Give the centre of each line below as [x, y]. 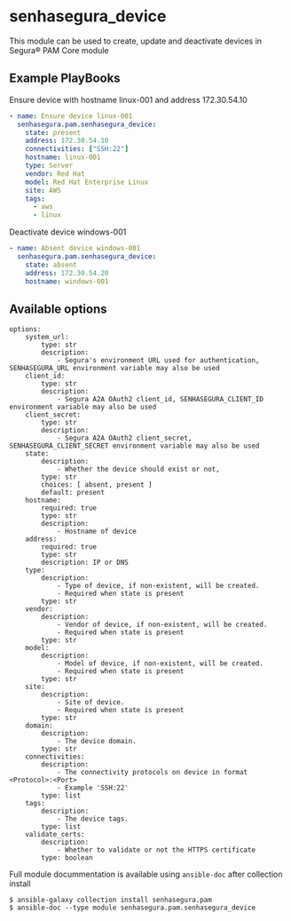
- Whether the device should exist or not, [138, 469]
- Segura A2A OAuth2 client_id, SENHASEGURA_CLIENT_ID [160, 400]
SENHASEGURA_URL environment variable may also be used [114, 369]
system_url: [47, 337]
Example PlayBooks [65, 79]
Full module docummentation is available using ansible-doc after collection [146, 874]
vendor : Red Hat [55, 174]
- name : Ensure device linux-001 [71, 116]
